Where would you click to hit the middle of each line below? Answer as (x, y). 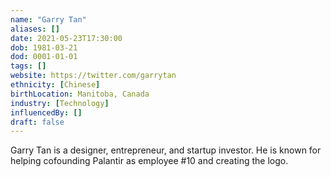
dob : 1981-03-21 (44, 47)
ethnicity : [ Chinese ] (55, 85)
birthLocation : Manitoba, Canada (80, 94)
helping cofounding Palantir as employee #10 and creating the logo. (149, 161)
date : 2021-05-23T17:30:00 (66, 38)
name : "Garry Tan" (48, 19)
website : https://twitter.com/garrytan (93, 76)
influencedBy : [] (46, 112)
